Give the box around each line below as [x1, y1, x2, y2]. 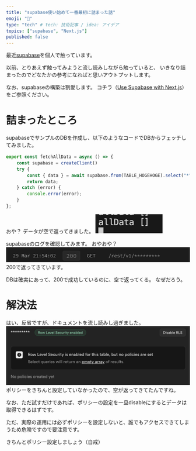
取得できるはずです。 [6, 406, 57, 413]
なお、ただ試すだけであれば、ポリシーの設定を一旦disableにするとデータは [6, 398, 187, 406]
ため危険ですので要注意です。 [10, 426, 83, 433]
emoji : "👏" [6, 15, 33, 22]
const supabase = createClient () [16, 160, 98, 166]
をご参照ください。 [6, 91, 52, 98]
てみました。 [6, 142, 37, 149]
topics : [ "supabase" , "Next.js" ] [6, 28, 87, 34]
